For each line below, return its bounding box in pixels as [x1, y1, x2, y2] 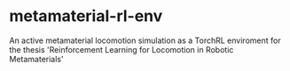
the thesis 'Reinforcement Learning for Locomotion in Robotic [9, 44, 234, 54]
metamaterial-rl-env [9, 6, 163, 26]
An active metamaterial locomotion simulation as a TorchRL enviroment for [9, 35, 281, 46]
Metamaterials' [9, 53, 64, 64]
